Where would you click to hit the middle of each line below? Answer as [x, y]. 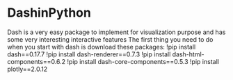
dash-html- [188, 54]
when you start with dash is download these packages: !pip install [102, 47]
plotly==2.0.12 [27, 69]
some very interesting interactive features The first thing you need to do [110, 39]
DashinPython [49, 13]
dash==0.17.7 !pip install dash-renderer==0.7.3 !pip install [89, 54]
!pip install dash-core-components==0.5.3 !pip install [143, 61]
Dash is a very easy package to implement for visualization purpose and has [116, 32]
